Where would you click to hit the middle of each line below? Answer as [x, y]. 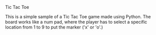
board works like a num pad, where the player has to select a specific [76, 22]
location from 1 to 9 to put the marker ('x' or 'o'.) [54, 27]
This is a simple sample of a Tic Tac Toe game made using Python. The [78, 17]
